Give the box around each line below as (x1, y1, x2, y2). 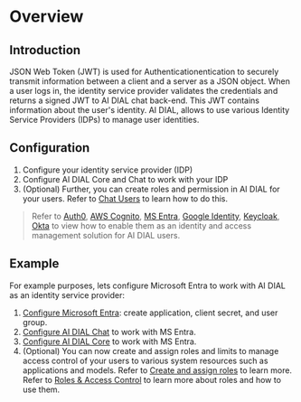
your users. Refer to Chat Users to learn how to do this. (22, 192, 229, 204)
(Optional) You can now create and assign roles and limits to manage (22, 345, 279, 356)
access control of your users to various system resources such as (22, 355, 268, 366)
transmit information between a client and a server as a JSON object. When (9, 76, 291, 87)
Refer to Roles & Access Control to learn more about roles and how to (22, 374, 282, 385)
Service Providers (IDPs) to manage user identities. (9, 115, 200, 125)
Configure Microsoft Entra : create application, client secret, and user (22, 307, 278, 318)
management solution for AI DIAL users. (31, 229, 181, 240)
